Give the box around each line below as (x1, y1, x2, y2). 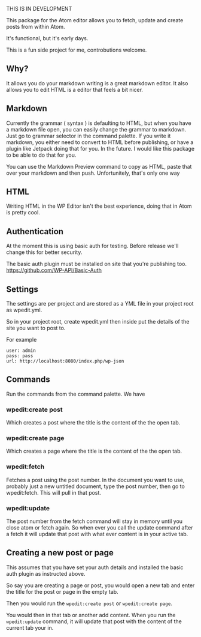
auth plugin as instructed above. (6, 570, 86, 577)
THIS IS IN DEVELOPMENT (6, 5, 72, 12)
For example (6, 336, 37, 343)
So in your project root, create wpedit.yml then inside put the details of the (6, 318, 190, 325)
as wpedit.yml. (6, 306, 42, 314)
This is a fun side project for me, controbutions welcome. (6, 46, 147, 53)
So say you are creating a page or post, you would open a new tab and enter (6, 582, 195, 589)
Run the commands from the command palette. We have (6, 390, 145, 397)
